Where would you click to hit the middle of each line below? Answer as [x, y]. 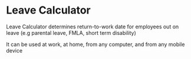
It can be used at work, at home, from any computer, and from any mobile [95, 44]
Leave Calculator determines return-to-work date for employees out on [93, 27]
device [14, 50]
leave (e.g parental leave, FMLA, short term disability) [71, 32]
